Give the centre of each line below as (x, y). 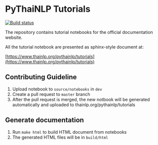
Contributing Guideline (41, 77)
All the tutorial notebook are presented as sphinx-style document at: (75, 47)
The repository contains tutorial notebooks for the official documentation (79, 32)
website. (14, 37)
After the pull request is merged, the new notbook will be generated (81, 99)
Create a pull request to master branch (51, 94)
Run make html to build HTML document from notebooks (69, 132)
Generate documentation (44, 120)
